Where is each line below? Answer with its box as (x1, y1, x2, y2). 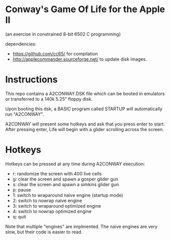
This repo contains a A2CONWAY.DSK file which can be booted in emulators (5, 90, 165, 97)
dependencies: (5, 41, 37, 47)
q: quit (12, 214, 26, 220)
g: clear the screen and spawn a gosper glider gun (12, 176, 118, 182)
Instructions (5, 74, 58, 86)
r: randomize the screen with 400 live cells (12, 171, 102, 177)
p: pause (12, 186, 31, 193)
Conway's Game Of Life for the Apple (5, 4, 165, 15)
